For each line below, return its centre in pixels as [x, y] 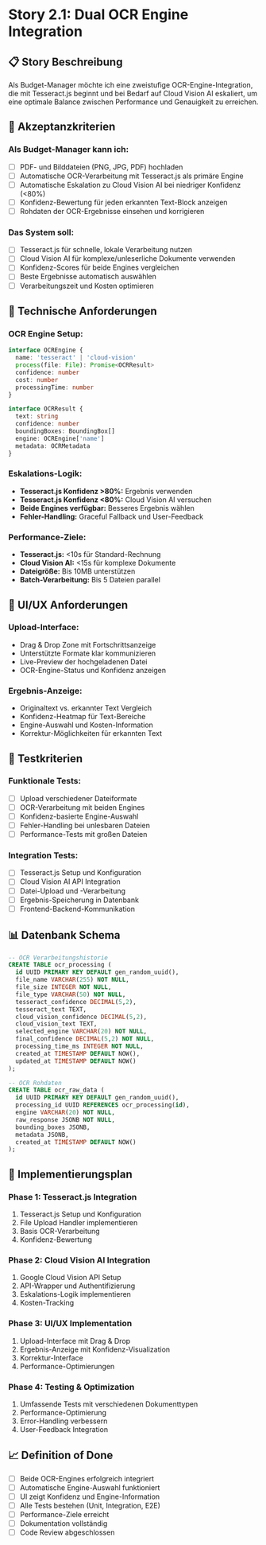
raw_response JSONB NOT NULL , [65, 1119]
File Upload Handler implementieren [79, 1222]
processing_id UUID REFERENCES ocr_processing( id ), [103, 1105]
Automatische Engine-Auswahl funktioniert [90, 1487]
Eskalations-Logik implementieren [75, 1294]
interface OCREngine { [46, 350]
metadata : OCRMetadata [53, 446]
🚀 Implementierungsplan [70, 1174]
